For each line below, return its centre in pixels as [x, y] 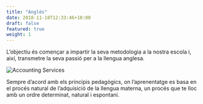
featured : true [26, 29]
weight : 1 [19, 35]
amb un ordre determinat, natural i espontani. [63, 95]
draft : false [23, 23]
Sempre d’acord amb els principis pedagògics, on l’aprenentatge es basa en [101, 82]
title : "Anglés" [27, 12]
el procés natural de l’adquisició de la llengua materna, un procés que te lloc [102, 88]
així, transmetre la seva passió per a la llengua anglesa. [75, 58]
